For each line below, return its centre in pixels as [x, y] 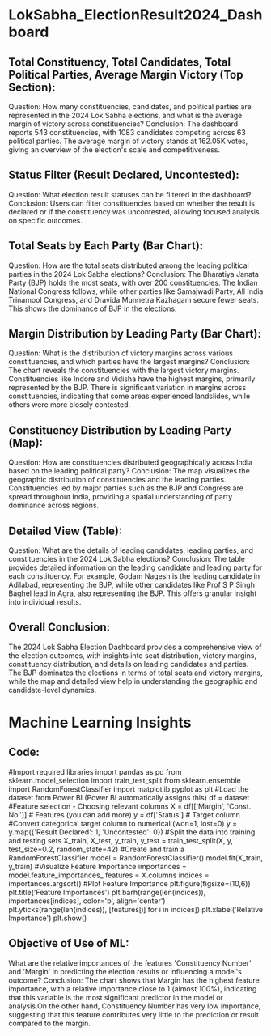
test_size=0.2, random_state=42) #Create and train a [96, 849]
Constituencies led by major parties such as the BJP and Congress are [126, 488]
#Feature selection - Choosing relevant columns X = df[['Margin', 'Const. [130, 806]
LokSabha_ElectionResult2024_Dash [135, 15]
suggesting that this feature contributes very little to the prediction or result [133, 1014]
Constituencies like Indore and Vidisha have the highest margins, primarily [132, 379]
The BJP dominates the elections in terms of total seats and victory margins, [135, 673]
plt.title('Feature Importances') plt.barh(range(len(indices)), [107, 892]
